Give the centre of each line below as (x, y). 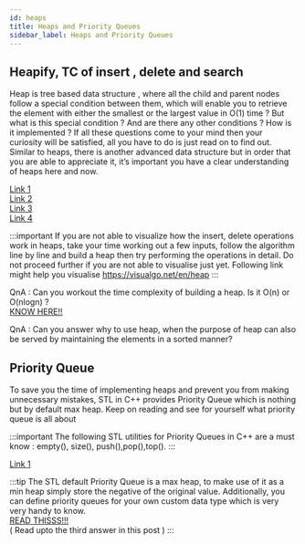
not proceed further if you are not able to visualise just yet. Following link (147, 265)
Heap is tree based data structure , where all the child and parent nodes (145, 94)
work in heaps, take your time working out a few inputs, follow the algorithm (152, 246)
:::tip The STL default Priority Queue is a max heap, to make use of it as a (147, 481)
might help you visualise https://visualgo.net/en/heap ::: (114, 275)
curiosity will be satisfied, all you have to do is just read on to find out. (141, 142)
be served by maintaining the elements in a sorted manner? (121, 340)
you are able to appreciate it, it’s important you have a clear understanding (149, 162)
